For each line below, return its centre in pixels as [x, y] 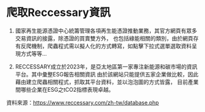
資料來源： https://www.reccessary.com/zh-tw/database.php [83, 102]
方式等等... [34, 53]
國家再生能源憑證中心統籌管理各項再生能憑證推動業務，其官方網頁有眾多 [106, 31]
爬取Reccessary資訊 [59, 13]
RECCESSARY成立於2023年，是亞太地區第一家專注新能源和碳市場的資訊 [106, 66]
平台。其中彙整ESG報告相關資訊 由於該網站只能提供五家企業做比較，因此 [107, 74]
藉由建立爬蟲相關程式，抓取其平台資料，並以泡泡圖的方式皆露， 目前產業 [107, 82]
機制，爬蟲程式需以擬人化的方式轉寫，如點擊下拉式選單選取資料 [112, 46]
